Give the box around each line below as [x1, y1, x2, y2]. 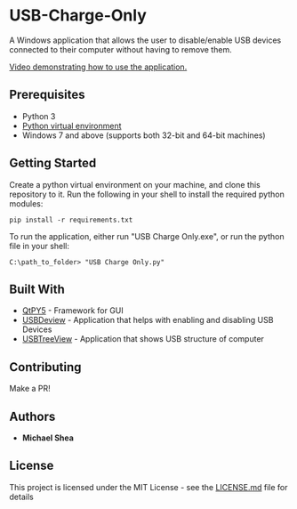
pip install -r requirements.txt [9, 215, 133, 224]
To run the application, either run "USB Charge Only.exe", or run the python [9, 230, 285, 241]
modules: [9, 198, 44, 209]
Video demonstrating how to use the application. [9, 61, 188, 72]
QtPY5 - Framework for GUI [21, 305, 124, 316]
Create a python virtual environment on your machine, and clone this [9, 179, 261, 190]
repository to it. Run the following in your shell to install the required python [9, 189, 285, 199]
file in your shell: [9, 240, 69, 251]
